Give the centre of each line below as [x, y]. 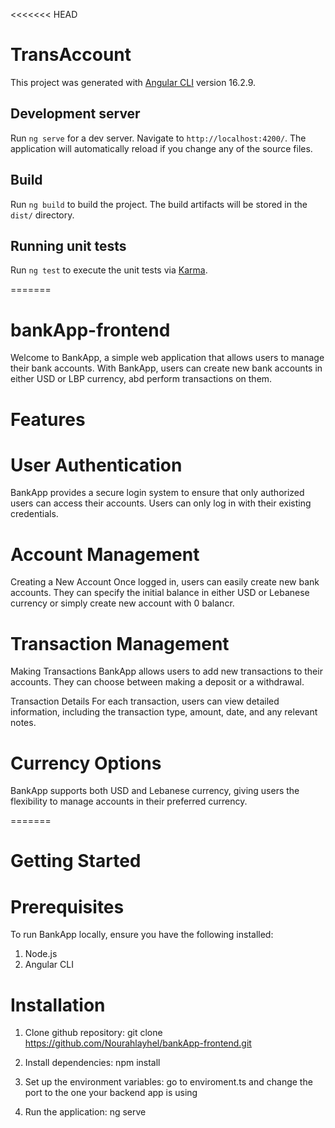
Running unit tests [68, 245]
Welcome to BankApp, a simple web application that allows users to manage [167, 358]
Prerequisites [67, 906]
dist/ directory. [42, 215]
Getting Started [76, 861]
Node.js [41, 954]
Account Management [105, 554]
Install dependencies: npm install [92, 1063]
